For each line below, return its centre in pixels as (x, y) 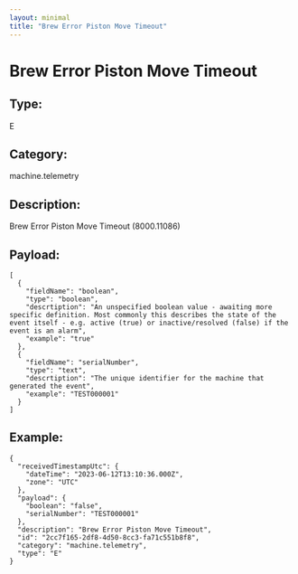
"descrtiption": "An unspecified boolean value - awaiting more (149, 307)
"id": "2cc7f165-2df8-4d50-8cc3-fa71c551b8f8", (109, 537)
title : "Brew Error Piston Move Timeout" (88, 26)
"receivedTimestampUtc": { (68, 466)
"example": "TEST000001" (72, 394)
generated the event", (52, 386)
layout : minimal (40, 18)
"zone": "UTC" (52, 482)
